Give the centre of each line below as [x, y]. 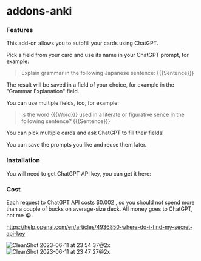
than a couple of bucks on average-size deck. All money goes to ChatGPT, [100, 209]
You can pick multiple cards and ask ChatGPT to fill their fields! [85, 133]
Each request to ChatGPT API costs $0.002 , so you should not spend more [101, 203]
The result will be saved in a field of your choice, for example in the [90, 85]
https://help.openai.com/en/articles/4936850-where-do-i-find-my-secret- [100, 227]
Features [20, 30]
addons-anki [39, 11]
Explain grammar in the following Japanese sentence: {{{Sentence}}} [107, 73]
